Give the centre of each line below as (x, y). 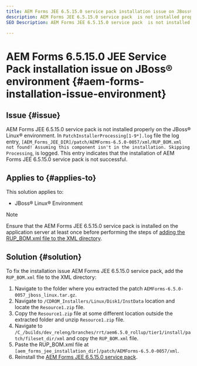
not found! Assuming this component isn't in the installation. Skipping (98, 148)
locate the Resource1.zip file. (50, 307)
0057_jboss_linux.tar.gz (45, 295)
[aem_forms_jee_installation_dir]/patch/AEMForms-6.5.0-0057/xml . (97, 351)
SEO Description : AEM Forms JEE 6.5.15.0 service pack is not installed (98, 22)
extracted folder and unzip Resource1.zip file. (69, 319)
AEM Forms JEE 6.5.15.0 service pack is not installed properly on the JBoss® (98, 129)
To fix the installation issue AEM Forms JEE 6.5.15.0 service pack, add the (95, 271)
